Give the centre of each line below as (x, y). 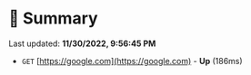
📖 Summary (53, 19)
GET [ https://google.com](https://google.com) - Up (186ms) (132, 61)
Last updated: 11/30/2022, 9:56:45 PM (82, 43)
